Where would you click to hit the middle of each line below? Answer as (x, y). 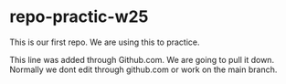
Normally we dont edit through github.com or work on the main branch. (143, 69)
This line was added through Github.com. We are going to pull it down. (142, 59)
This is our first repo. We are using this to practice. (105, 42)
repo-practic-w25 (79, 17)
